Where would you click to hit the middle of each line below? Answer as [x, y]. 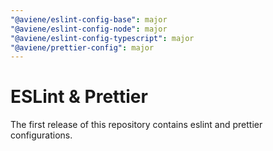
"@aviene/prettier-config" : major [82, 47]
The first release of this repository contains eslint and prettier [136, 125]
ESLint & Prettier [79, 97]
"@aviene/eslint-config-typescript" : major [102, 38]
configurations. [41, 135]
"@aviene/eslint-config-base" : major [89, 19]
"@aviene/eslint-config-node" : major [89, 29]
